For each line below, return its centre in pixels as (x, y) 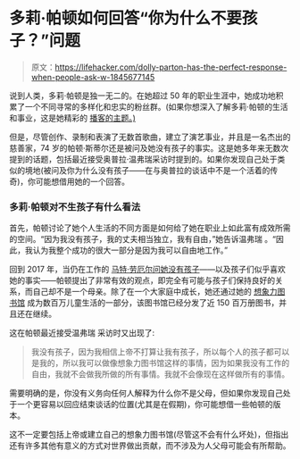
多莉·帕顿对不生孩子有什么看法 (75, 206)
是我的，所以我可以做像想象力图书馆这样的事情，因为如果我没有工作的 (160, 363)
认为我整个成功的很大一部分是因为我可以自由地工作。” (130, 250)
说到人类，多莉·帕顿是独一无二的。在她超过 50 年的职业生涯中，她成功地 (143, 96)
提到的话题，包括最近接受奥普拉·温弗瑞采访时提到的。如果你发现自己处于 (144, 159)
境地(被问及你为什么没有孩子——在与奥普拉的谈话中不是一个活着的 (147, 170)
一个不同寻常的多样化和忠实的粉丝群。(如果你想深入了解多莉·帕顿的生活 (156, 106)
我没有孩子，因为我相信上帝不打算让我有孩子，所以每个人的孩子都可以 (160, 352)
